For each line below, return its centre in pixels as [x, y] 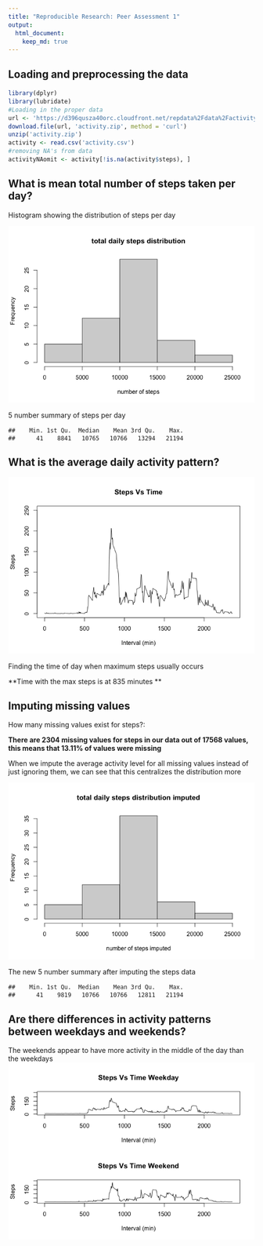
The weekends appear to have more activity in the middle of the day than [126, 1051]
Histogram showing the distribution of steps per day [92, 215]
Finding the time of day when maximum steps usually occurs [106, 666]
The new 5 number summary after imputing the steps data [102, 972]
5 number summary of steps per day [67, 415]
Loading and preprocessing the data [98, 74]
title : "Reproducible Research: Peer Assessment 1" [94, 16]
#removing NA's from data [50, 151]
